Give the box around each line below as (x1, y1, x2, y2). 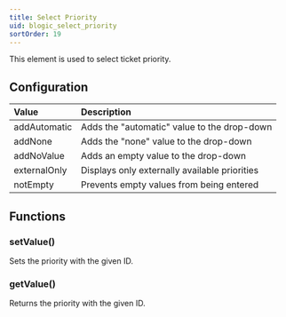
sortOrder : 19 (9, 29, 62, 38)
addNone (13, 135, 53, 147)
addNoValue (13, 150, 65, 162)
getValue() (9, 277, 56, 289)
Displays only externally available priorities (81, 164, 259, 177)
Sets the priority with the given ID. (9, 255, 133, 266)
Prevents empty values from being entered (81, 178, 259, 191)
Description (81, 106, 131, 118)
